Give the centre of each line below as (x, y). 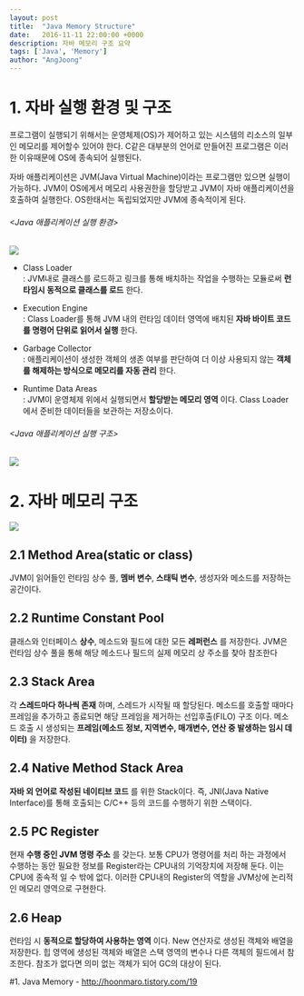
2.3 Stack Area (52, 682)
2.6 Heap (36, 917)
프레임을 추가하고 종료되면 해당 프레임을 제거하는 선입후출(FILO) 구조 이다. (141, 716)
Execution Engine (55, 308)
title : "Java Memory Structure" (73, 26)
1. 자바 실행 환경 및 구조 (91, 108)
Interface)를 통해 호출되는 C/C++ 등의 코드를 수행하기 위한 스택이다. (131, 802)
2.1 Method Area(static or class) (101, 555)
